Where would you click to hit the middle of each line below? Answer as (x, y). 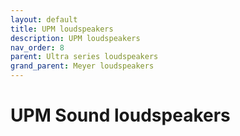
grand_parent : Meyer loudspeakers (82, 66)
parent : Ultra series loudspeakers (84, 57)
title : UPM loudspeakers (62, 29)
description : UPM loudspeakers (75, 38)
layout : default (44, 19)
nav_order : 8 (37, 47)
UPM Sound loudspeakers (120, 115)
